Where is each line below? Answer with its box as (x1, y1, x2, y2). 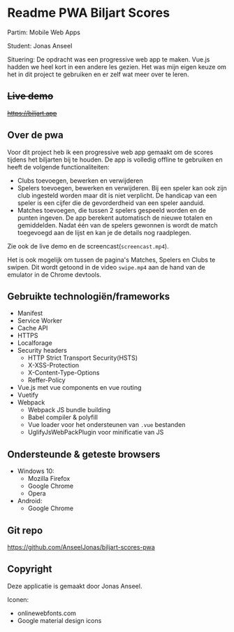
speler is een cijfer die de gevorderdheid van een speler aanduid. (17, 198, 205, 207)
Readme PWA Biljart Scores (7, 5, 170, 21)
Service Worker (17, 316, 63, 325)
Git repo (7, 524, 43, 536)
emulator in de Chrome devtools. (7, 270, 102, 279)
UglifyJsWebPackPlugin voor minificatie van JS (27, 428, 164, 437)
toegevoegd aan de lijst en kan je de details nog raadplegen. (17, 228, 191, 237)
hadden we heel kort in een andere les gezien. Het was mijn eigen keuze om (7, 62, 227, 71)
